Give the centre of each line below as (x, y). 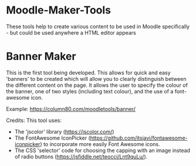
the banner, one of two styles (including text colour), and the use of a (90, 91)
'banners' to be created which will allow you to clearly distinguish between (96, 79)
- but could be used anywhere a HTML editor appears (71, 32)
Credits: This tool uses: (34, 120)
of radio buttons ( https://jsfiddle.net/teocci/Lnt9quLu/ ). (81, 157)
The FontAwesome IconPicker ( (52, 138)
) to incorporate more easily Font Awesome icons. (100, 144)
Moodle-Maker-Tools (59, 10)
